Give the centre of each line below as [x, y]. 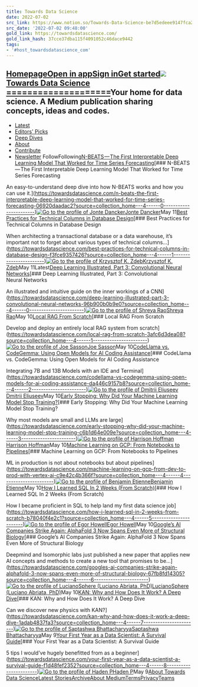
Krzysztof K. [158, 261]
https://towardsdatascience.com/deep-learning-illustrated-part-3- [89, 297]
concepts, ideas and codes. [58, 111]
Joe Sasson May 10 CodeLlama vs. [128, 347]
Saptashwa [145, 629]
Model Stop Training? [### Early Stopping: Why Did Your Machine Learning [97, 402]
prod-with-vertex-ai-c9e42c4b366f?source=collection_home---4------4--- [98, 475]
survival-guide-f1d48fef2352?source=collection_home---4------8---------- [98, 665]
